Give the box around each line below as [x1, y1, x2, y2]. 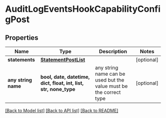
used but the [95, 77, 124, 83]
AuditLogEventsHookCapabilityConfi [5, 3, 161, 15]
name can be [95, 70, 125, 77]
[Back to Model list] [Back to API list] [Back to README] [5, 108, 119, 114]
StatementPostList [40, 57, 85, 63]
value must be [95, 83, 128, 89]
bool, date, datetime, [40, 74, 90, 80]
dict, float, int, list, [40, 80, 84, 87]
